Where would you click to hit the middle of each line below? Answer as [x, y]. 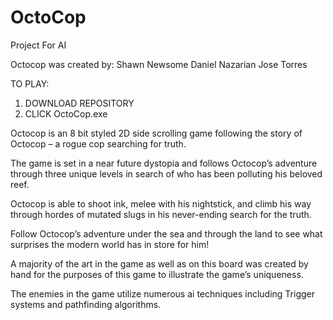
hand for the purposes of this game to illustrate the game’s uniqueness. [157, 274]
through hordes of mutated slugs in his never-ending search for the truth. [161, 214]
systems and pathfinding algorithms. [86, 304]
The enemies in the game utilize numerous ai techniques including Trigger [162, 293]
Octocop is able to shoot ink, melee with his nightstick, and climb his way [161, 203]
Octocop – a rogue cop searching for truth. [98, 143]
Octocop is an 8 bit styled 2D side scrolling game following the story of [156, 133]
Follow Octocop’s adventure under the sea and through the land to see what [166, 233]
